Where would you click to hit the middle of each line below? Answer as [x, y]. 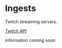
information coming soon [30, 40]
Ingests [21, 8]
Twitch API [16, 31]
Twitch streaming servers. [31, 22]
